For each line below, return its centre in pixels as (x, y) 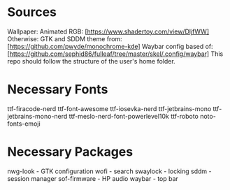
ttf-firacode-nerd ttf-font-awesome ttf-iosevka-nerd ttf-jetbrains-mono (109, 108)
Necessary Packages (70, 152)
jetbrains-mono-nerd (37, 116)
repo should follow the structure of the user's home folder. (92, 61)
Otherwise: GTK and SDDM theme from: (65, 38)
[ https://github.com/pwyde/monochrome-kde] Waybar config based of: (110, 46)
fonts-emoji (24, 124)
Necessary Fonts (58, 90)
